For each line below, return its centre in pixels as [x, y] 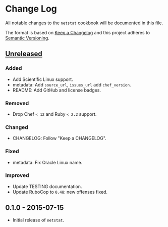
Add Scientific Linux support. [43, 79]
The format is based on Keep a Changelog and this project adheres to [78, 32]
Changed [17, 127]
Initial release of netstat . [38, 220]
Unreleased [24, 54]
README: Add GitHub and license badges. [57, 90]
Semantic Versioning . [27, 38]
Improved [17, 175]
